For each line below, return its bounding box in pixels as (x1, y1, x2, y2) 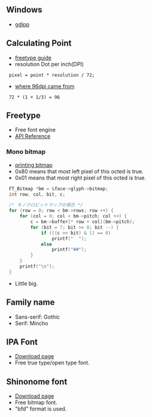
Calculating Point (6, 38, 72, 49)
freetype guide (14, 54, 52, 61)
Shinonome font (6, 376, 68, 386)
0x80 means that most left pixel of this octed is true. (14, 167, 144, 175)
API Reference (14, 133, 51, 140)
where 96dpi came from (14, 82, 75, 89)
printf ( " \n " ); (19, 263, 55, 269)
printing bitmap (14, 161, 53, 169)
